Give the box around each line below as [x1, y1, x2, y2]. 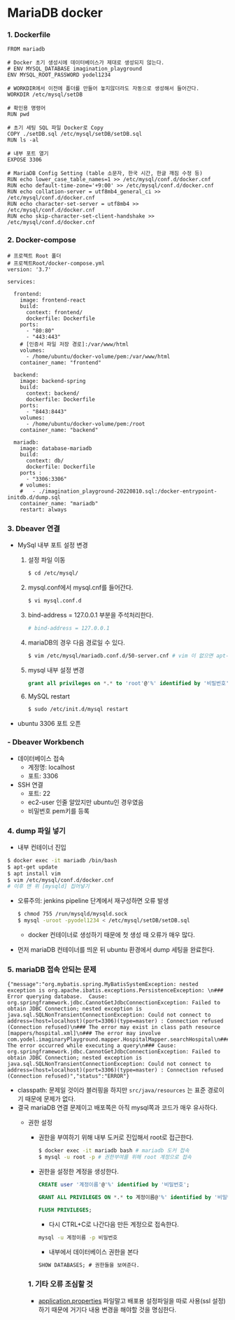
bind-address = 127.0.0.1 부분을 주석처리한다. [27, 610, 154, 619]
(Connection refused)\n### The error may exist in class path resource [7, 1024, 220, 1031]
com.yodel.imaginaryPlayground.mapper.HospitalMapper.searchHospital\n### [7, 1036, 230, 1044]
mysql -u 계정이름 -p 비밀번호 [38, 1234, 118, 1241]
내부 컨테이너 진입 [17, 843, 66, 851]
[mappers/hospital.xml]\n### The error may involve [7, 1030, 161, 1037]
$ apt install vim [7, 870, 61, 877]
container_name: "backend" [20, 426, 99, 433]
